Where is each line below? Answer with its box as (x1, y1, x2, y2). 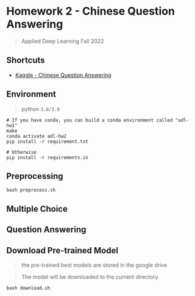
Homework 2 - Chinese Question (6, 4, 175, 18)
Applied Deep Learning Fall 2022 (21, 37, 104, 45)
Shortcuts (6, 55, 45, 65)
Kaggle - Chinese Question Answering (15, 71, 112, 79)
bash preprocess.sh (6, 187, 56, 193)
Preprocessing (6, 171, 63, 181)
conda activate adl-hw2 (6, 133, 67, 139)
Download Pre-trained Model (6, 245, 119, 256)
